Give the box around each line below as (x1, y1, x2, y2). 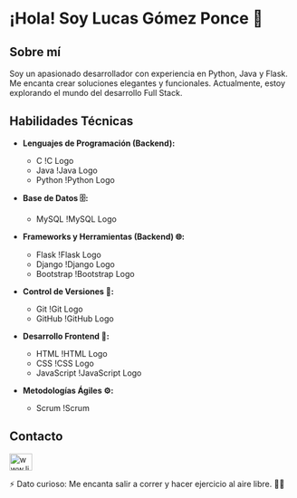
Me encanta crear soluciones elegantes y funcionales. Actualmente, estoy (9, 78, 286, 89)
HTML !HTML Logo (35, 348, 108, 359)
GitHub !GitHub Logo (35, 312, 115, 324)
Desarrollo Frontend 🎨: (22, 330, 110, 341)
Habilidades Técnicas (9, 113, 134, 129)
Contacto (9, 429, 63, 445)
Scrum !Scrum (35, 402, 91, 413)
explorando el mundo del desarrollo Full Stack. (9, 88, 183, 98)
